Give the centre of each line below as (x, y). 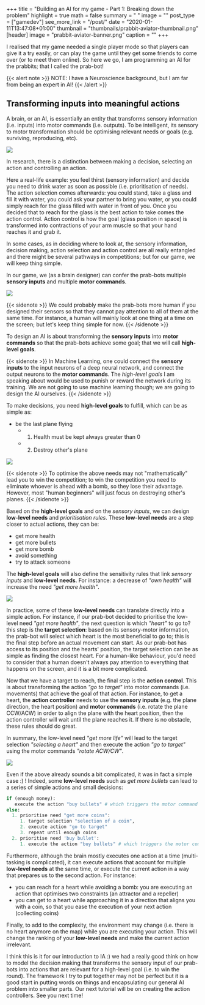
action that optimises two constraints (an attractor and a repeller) (97, 894)
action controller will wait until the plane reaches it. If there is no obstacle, (99, 719)
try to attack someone (43, 562)
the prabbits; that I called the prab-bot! (55, 66)
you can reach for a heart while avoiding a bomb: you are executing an (104, 887)
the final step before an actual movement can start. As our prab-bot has (97, 643)
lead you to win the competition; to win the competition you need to (91, 479)
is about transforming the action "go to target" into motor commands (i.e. (98, 687)
